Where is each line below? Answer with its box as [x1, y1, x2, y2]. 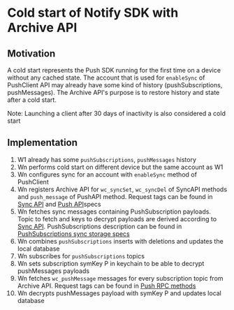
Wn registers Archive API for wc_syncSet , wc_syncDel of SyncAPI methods [17, 185, 228, 193]
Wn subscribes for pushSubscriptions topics [17, 251, 145, 260]
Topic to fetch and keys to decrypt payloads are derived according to [17, 214, 217, 223]
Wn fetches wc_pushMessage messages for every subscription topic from [17, 274, 224, 282]
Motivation [7, 47, 56, 59]
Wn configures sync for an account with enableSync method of [17, 170, 198, 179]
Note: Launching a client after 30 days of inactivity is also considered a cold [7, 110, 226, 117]
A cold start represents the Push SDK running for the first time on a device [7, 66, 221, 74]
